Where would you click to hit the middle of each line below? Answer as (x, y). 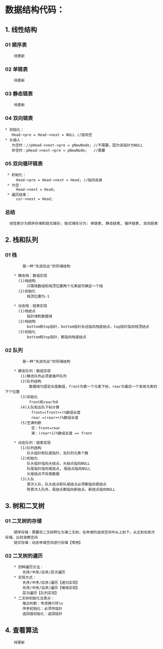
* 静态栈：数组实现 (31, 276)
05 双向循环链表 (24, 163)
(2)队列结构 (31, 382)
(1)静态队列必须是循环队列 (44, 376)
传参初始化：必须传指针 (43, 609)
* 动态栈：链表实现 (31, 306)
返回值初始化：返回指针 (43, 614)
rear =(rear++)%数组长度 (55, 418)
